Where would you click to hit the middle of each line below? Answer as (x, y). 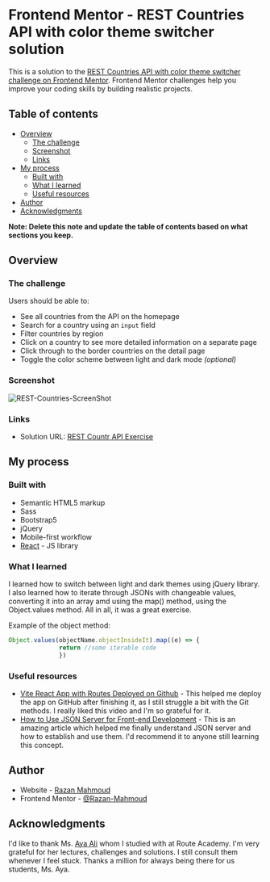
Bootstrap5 (39, 519)
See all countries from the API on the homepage (100, 317)
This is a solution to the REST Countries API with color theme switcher (125, 71)
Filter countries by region (62, 334)
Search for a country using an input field (87, 325)
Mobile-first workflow (56, 537)
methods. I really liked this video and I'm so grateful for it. (115, 710)
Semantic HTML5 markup (62, 502)
